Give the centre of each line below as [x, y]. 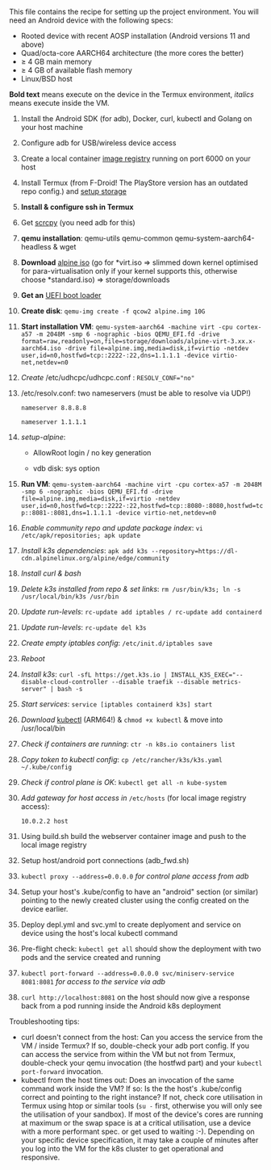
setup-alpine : [43, 437]
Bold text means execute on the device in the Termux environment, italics [132, 94]
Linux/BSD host [47, 79]
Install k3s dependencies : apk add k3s [84, 551]
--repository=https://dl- [195, 551]
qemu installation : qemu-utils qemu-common [97, 238]
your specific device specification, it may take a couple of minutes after [140, 1140]
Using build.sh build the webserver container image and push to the [133, 836]
